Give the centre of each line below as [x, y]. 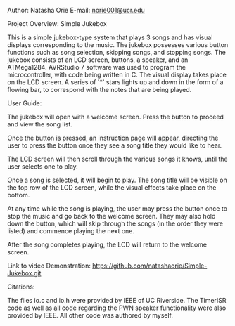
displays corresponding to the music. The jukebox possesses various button [118, 45]
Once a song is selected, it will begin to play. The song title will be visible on [117, 180]
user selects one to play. [43, 167]
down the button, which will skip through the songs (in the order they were [115, 223]
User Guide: [25, 103]
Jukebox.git [24, 273]
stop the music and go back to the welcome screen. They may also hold [112, 216]
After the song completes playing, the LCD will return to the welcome [107, 244]
